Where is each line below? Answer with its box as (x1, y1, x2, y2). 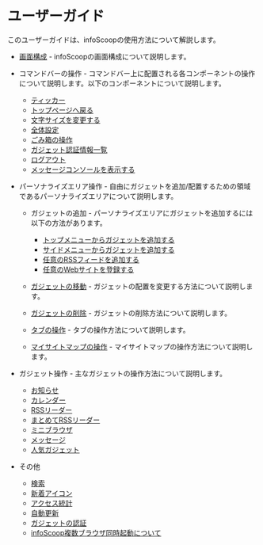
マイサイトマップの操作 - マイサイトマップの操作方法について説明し (30, 341, 253, 351)
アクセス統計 (30, 498, 73, 508)
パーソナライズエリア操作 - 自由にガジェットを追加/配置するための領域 (18, 181, 251, 191)
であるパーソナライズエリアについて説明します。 (18, 191, 178, 200)
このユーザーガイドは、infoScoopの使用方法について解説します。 (7, 35, 221, 44)
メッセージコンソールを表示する (30, 164, 135, 174)
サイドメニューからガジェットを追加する (42, 245, 175, 254)
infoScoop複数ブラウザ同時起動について (30, 528, 162, 537)
